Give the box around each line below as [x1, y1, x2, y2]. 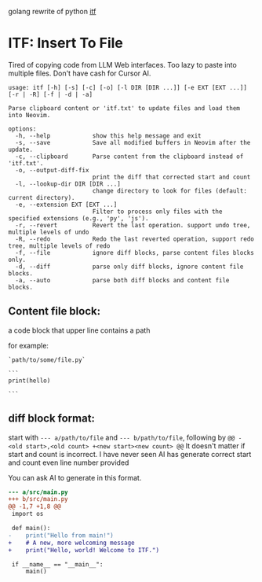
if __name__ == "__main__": [11, 560, 104, 569]
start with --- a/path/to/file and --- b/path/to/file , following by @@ [8, 433, 235, 442]
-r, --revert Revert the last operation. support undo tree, [15, 221, 251, 229]
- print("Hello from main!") [8, 531, 114, 540]
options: [8, 125, 37, 133]
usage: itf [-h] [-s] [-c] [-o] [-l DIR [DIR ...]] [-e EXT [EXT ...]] [8, 83, 247, 91]
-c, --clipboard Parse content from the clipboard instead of [15, 153, 244, 160]
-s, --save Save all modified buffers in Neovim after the [15, 138, 251, 146]
